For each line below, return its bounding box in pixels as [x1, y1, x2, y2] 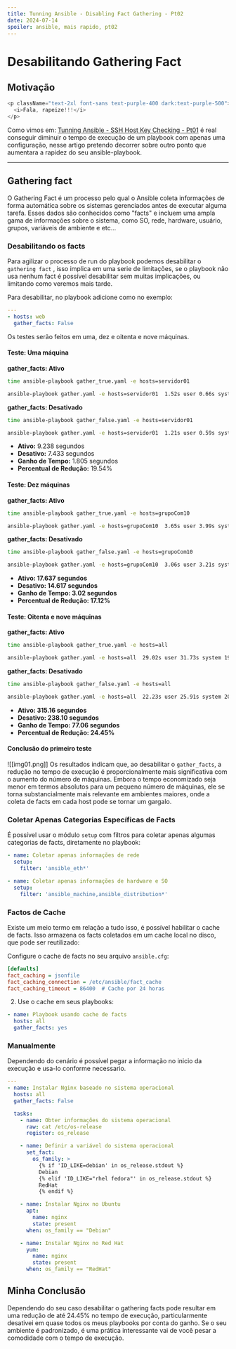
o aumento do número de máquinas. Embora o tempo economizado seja [7, 775, 216, 784]
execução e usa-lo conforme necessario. [7, 1065, 126, 1073]
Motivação [7, 81, 55, 93]
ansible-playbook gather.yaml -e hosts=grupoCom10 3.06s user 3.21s [7, 561, 216, 569]
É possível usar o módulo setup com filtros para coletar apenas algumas [7, 831, 216, 839]
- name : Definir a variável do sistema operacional [20, 1143, 174, 1150]
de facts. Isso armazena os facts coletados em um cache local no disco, [7, 930, 216, 939]
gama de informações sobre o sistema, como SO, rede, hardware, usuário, [7, 216, 223, 225]
